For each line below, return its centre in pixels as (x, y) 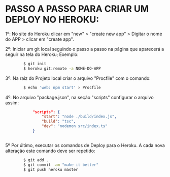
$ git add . (36, 160)
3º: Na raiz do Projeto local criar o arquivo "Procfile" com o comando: (78, 78)
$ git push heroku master (51, 169)
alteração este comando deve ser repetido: (50, 151)
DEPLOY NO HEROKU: (52, 20)
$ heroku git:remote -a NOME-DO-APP (62, 68)
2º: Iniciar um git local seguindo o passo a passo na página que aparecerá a (85, 49)
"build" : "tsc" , (59, 122)
